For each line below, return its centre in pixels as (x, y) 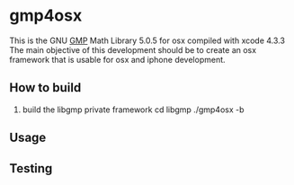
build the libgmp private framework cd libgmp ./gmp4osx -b (133, 110)
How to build (45, 88)
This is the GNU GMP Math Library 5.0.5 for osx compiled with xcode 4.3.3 (147, 40)
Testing (31, 168)
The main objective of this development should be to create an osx (133, 49)
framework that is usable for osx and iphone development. (118, 59)
